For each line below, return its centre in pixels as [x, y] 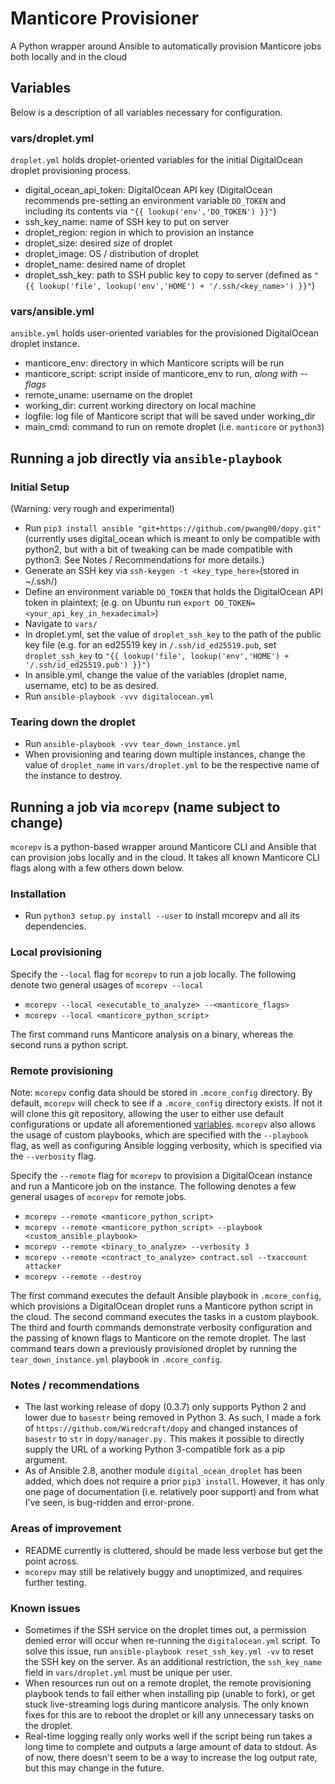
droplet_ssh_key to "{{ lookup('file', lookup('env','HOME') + [157, 656]
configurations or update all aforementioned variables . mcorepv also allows [163, 1124]
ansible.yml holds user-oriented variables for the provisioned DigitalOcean [165, 333]
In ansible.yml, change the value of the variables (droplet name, [156, 675]
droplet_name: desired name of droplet [105, 264]
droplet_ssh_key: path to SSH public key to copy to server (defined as [168, 275]
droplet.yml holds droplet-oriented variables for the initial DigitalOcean [157, 160]
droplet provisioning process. [71, 171]
